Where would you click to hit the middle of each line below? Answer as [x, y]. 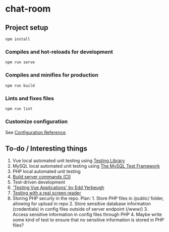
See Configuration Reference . [36, 133]
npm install [18, 39]
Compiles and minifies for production [52, 75]
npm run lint [19, 109]
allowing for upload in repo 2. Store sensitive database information [82, 204]
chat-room [28, 9]
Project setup [27, 28]
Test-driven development [39, 182]
